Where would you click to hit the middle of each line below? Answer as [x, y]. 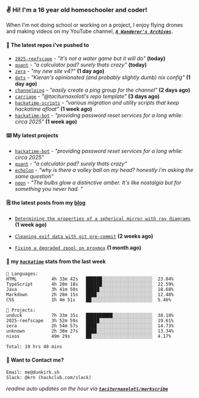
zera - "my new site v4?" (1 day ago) [60, 71]
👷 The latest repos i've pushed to [48, 45]
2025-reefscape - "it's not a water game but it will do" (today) [90, 58]
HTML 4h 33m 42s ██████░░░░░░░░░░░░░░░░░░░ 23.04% [90, 279]
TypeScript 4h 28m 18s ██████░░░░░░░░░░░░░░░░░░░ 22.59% [90, 284]
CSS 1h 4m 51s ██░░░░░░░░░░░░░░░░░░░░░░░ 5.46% [89, 300]
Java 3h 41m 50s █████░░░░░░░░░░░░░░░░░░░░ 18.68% [90, 290]
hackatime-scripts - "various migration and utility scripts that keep [97, 102]
